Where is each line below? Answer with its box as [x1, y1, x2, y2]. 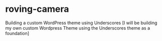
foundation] [5, 30, 29, 36]
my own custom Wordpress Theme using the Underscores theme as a [5, 25, 150, 31]
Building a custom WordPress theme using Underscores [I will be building [5, 20, 157, 26]
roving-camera [5, 3, 69, 15]
